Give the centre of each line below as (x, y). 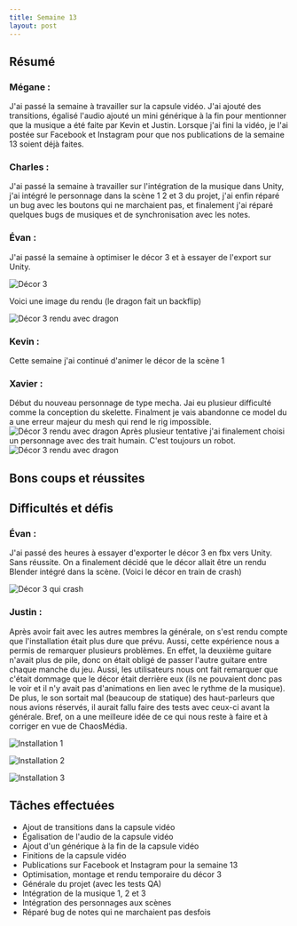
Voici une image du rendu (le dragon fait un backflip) (106, 301)
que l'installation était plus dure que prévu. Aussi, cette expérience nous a (145, 641)
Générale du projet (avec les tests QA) (92, 883)
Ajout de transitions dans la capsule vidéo (98, 826)
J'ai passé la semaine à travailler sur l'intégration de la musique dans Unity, (147, 187)
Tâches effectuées (62, 806)
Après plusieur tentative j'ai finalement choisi (203, 431)
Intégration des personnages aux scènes (97, 902)
